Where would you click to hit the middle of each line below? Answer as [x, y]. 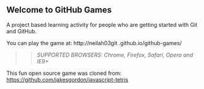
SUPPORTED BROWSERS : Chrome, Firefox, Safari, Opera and [115, 55]
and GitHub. [22, 31]
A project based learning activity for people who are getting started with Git [102, 24]
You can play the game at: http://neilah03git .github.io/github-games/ [94, 43]
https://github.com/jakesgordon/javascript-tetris [68, 79]
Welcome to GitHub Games [59, 10]
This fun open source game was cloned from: [64, 73]
